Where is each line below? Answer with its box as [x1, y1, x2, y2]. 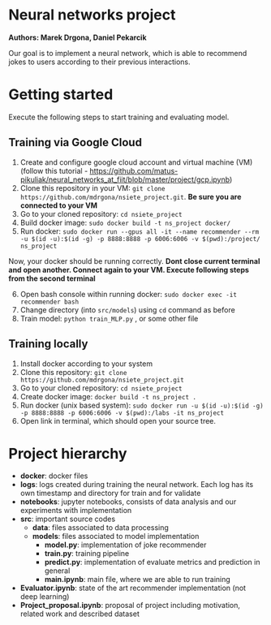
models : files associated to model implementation [32, 532, 200, 541]
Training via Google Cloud [8, 136, 142, 149]
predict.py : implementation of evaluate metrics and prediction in [44, 558, 260, 567]
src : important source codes [19, 514, 116, 524]
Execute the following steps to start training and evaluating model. [8, 112, 230, 122]
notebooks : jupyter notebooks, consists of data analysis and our [19, 497, 237, 506]
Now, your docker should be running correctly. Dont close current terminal [8, 256, 260, 265]
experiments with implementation [19, 506, 132, 515]
